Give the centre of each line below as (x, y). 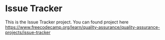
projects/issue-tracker (28, 32)
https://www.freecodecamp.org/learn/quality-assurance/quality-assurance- (82, 27)
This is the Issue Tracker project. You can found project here (67, 22)
